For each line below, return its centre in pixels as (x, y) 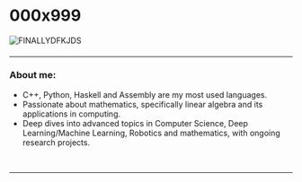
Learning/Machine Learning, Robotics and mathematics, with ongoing (151, 133)
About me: (33, 75)
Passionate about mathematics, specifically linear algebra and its (142, 104)
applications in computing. (71, 114)
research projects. (56, 142)
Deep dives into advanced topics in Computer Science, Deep (135, 123)
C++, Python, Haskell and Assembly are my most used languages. (145, 94)
